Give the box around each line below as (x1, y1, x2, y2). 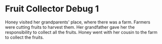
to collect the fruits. (5, 34, 44, 40)
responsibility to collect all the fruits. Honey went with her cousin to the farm (5, 29, 158, 35)
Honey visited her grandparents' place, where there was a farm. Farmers (5, 19, 150, 25)
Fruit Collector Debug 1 (5, 3, 99, 14)
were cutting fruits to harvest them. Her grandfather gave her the (5, 24, 135, 30)
